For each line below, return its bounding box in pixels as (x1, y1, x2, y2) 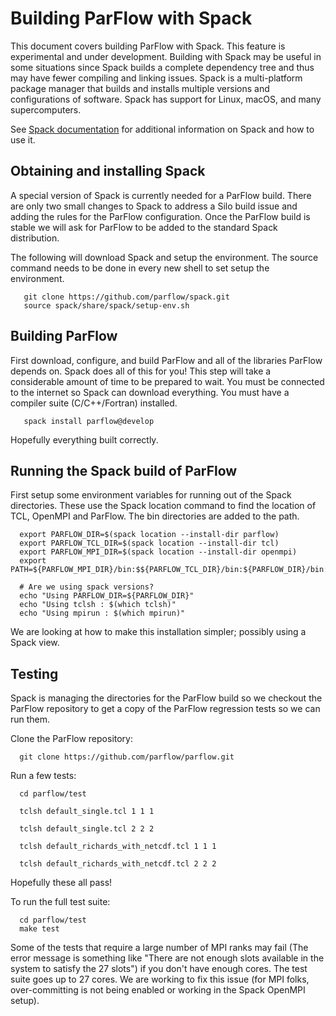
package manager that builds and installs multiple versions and (10, 82, 270, 94)
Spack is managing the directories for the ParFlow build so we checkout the (10, 692, 323, 704)
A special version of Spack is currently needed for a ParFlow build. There (10, 189, 312, 201)
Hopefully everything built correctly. (10, 433, 159, 446)
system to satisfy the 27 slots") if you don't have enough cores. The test (10, 963, 308, 975)
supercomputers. (10, 103, 82, 116)
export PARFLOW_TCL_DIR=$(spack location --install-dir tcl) (19, 538, 280, 549)
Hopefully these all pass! (10, 877, 113, 889)
